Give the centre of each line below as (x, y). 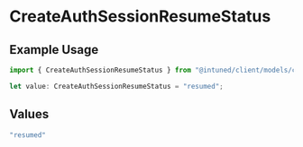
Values (29, 114)
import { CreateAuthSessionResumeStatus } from (101, 70)
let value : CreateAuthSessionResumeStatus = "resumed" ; (116, 86)
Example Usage (54, 50)
